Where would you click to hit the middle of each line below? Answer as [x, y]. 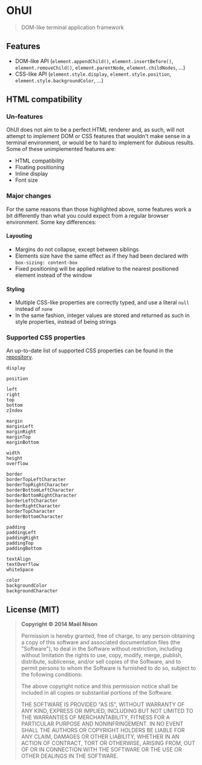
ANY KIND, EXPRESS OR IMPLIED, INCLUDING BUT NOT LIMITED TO [107, 711]
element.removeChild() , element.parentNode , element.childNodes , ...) [100, 67]
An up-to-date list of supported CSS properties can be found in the [90, 351]
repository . [20, 357]
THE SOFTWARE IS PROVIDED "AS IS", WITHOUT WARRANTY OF [103, 704]
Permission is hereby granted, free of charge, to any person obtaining [108, 636]
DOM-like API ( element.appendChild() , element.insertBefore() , [94, 61]
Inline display [31, 174]
